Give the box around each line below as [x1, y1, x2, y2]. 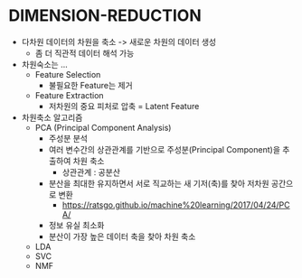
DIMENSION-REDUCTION [8, 5, 203, 26]
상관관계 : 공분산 [61, 166, 121, 177]
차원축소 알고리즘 [21, 112, 83, 123]
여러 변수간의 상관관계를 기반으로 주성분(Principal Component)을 [48, 144, 281, 154]
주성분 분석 [48, 133, 88, 144]
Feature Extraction [34, 89, 105, 100]
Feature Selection [34, 69, 101, 79]
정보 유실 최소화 [48, 219, 105, 230]
